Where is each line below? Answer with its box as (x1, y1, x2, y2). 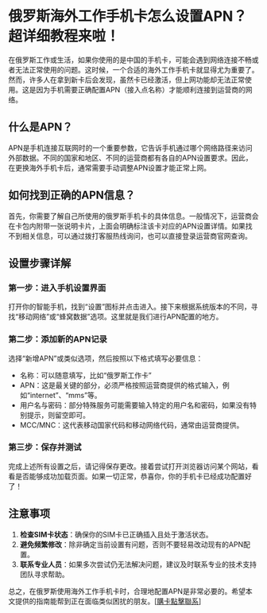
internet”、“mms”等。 (29, 390, 102, 400)
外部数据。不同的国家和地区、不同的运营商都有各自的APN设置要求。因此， (8, 153, 253, 162)
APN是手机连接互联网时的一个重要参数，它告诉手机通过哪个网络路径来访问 (8, 143, 253, 152)
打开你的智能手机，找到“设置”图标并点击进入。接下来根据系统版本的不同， (8, 302, 252, 311)
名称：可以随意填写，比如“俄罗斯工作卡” (19, 370, 153, 380)
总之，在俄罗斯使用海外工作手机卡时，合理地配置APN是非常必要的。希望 (8, 586, 246, 595)
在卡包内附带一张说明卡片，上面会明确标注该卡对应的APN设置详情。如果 (8, 221, 246, 231)
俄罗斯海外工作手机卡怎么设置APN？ (8, 7, 248, 25)
